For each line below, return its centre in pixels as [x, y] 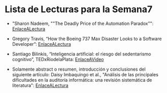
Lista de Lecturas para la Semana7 [79, 9]
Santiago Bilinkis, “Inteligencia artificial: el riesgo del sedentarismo [81, 54]
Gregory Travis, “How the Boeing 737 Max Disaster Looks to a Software [87, 39]
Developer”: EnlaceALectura [42, 44]
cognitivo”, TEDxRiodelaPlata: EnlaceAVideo [58, 59]
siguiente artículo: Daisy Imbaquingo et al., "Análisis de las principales [85, 74]
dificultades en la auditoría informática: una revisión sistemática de [82, 80]
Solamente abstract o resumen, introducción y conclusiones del [79, 69]
